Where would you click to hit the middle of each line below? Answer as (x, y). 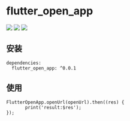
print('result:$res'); (53, 107)
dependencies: (24, 63)
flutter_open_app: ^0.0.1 (44, 68)
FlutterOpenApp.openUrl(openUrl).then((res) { (65, 102)
